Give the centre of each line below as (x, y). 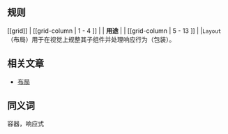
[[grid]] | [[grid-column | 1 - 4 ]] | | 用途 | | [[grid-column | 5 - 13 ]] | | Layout (114, 31)
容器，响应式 (25, 124)
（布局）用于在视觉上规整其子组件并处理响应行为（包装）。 (91, 39)
